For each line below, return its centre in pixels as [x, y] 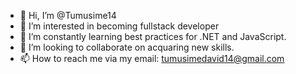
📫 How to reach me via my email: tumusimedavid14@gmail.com [152, 58]
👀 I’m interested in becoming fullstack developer [119, 26]
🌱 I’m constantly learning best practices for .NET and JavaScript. [153, 36]
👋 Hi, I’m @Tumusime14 [68, 15]
